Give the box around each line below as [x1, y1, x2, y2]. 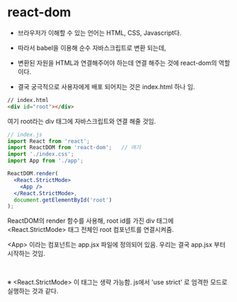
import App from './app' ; [7, 157, 83, 165]
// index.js [7, 131, 42, 138]
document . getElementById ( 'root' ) [13, 196, 112, 204]
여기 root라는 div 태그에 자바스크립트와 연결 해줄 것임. [7, 117, 156, 125]
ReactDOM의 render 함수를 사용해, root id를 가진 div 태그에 [7, 216, 174, 225]
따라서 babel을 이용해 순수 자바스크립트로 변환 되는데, [17, 43, 166, 52]
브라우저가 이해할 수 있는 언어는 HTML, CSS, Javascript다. [17, 28, 182, 37]
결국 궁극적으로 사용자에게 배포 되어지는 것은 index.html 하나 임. [17, 82, 195, 91]
